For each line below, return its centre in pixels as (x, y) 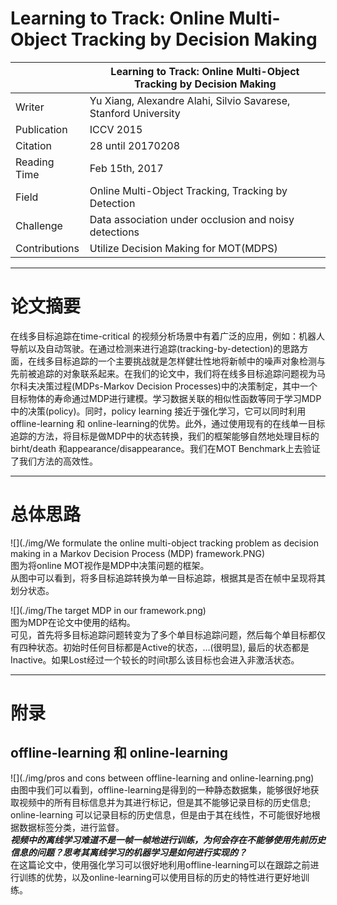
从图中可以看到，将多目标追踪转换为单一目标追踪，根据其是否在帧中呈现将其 (168, 578)
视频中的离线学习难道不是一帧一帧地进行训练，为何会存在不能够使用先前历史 (168, 839)
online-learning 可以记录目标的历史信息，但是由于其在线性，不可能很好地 (161, 814)
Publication (41, 129)
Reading (35, 162)
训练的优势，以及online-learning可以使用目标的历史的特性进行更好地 (159, 877)
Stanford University (135, 113)
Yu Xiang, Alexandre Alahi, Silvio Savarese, (190, 100)
